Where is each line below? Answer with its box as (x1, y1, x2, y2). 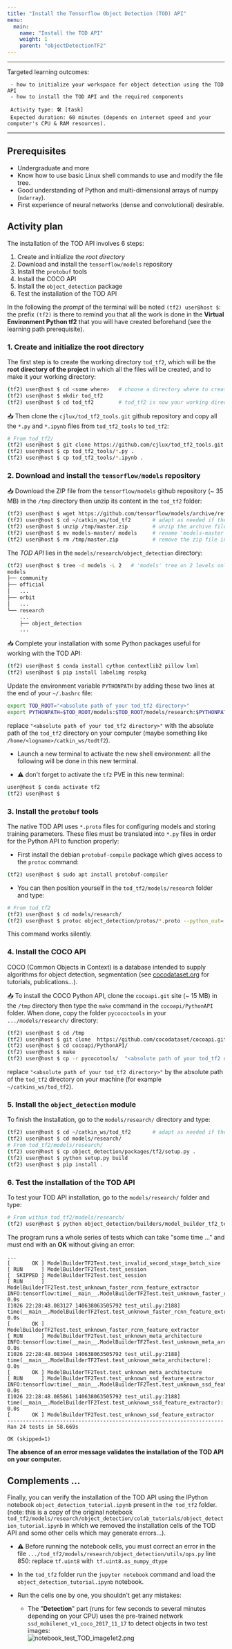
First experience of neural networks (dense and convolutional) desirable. (17, 200, 224, 208)
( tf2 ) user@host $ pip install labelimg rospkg (7, 669, 147, 676)
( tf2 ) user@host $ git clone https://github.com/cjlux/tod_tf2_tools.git (7, 441, 224, 449)
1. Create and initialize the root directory (7, 342, 144, 352)
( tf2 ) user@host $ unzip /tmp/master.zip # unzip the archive (7, 524, 212, 531)
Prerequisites (7, 145, 66, 157)
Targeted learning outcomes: (7, 68, 90, 76)
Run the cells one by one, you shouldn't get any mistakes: (17, 1591, 182, 1600)
